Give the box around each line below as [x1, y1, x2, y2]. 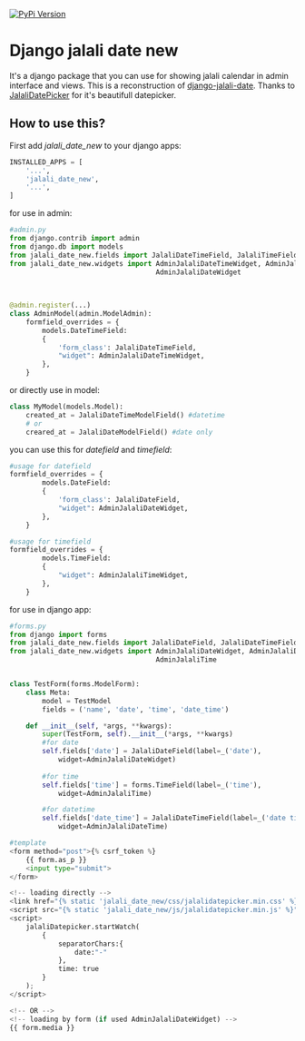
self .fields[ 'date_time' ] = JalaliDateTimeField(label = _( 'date [42, 813, 286, 823]
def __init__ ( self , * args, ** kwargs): [25, 722, 172, 731]
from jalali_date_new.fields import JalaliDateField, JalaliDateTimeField [9, 638, 299, 648]
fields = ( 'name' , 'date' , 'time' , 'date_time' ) [42, 704, 230, 714]
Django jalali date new [9, 41, 179, 61]
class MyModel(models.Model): [9, 402, 124, 411]
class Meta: [25, 688, 71, 697]
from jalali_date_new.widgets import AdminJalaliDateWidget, [9, 647, 246, 656]
